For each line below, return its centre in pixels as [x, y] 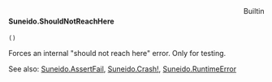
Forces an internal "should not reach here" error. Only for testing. [117, 54]
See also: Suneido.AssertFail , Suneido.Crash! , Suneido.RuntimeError [123, 69]
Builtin [254, 11]
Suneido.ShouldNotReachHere [62, 21]
